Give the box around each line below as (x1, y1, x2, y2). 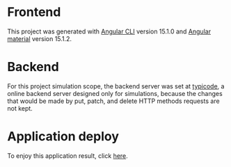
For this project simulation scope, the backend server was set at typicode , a (7, 81, 225, 90)
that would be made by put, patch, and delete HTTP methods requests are (7, 97, 221, 105)
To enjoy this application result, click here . (7, 151, 129, 160)
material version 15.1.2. (7, 34, 72, 42)
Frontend (7, 4, 61, 20)
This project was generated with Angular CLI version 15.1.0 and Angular (7, 27, 211, 35)
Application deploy (7, 129, 120, 145)
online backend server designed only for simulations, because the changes (7, 89, 223, 97)
